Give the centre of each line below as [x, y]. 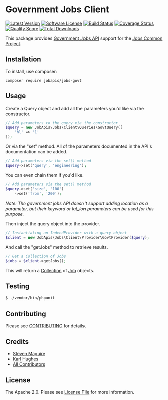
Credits [17, 341]
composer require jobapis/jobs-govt [44, 81]
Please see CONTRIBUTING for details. [46, 326]
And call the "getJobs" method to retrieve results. [57, 247]
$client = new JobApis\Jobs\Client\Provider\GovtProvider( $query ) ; [77, 238]
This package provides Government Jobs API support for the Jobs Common [84, 38]
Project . [13, 43]
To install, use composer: [31, 71]
